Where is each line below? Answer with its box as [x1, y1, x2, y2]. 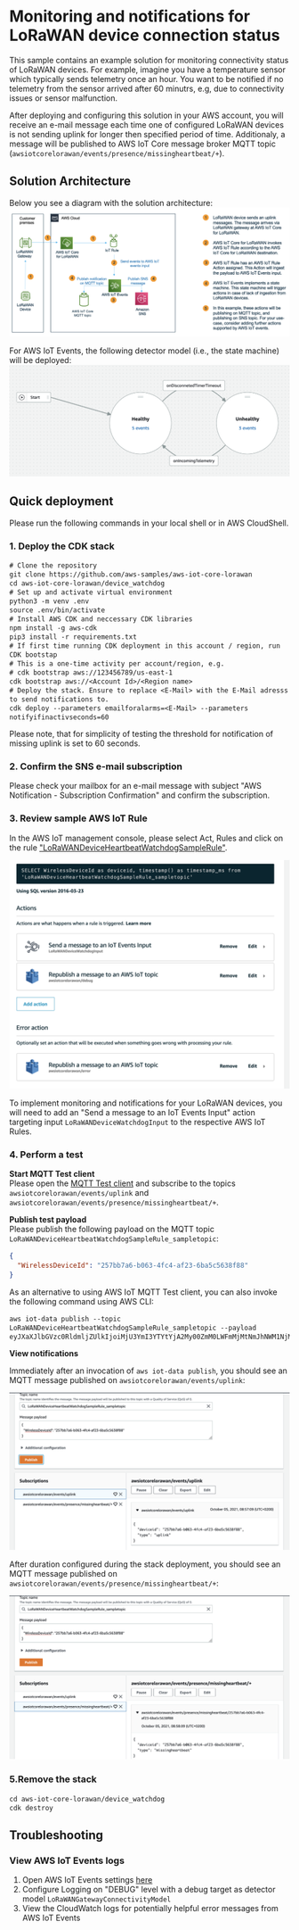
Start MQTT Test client [9, 1169, 95, 1180]
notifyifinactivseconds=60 [9, 713, 109, 722]
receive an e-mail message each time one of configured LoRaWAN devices [9, 119, 285, 130]
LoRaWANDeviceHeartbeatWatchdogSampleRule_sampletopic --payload [9, 1323, 256, 1332]
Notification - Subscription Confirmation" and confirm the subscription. [9, 790, 270, 800]
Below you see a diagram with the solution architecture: [9, 197, 214, 208]
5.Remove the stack [9, 1773, 98, 1785]
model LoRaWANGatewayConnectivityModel [21, 1893, 172, 1904]
